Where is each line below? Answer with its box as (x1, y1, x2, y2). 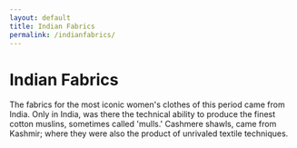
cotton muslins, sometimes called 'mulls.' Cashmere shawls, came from (9, 119, 277, 130)
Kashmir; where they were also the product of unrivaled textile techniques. (9, 128, 289, 139)
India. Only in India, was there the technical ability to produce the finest (9, 109, 276, 120)
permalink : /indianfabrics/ (9, 30, 116, 39)
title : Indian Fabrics (9, 22, 95, 31)
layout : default (9, 13, 71, 23)
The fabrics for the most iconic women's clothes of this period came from (9, 99, 285, 110)
